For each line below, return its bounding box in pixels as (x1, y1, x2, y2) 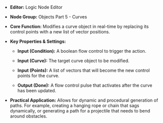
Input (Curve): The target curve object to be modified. (17, 58, 130, 64)
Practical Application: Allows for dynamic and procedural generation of (9, 97, 158, 103)
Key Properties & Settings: (9, 38, 66, 44)
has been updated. (17, 88, 56, 94)
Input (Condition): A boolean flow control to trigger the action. (17, 48, 146, 54)
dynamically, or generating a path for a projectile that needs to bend (9, 108, 150, 114)
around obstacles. (9, 113, 47, 119)
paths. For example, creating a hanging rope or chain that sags (9, 103, 139, 109)
